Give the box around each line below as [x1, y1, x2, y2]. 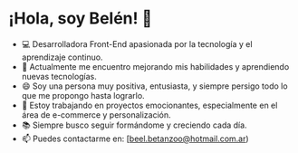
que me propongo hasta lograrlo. [21, 90, 146, 100]
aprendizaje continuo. [21, 52, 103, 62]
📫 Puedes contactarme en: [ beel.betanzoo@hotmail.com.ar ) [21, 133, 250, 144]
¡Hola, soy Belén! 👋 [8, 8, 153, 29]
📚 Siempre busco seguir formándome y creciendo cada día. [21, 120, 247, 130]
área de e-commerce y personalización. [21, 109, 171, 120]
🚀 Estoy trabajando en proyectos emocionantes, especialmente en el [21, 100, 278, 110]
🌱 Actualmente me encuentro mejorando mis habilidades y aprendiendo [21, 61, 290, 72]
